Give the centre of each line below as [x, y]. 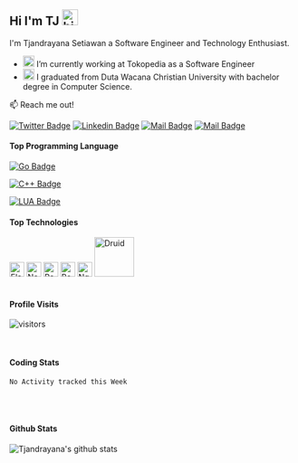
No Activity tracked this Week [68, 382]
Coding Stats [34, 363]
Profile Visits [34, 304]
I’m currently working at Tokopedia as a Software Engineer [145, 63]
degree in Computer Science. [77, 86]
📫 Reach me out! [42, 104]
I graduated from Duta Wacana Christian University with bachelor [158, 77]
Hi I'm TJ [34, 21]
